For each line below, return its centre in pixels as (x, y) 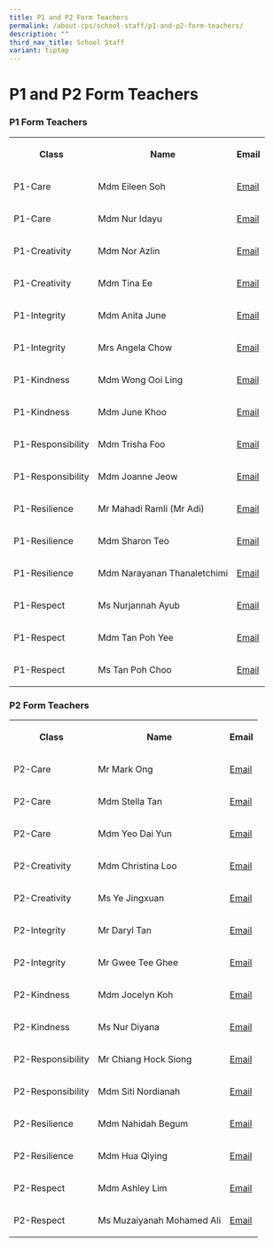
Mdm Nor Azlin (129, 251)
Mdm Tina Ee (125, 283)
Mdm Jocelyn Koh (135, 995)
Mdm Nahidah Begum (143, 1123)
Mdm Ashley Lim (132, 1187)
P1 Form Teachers (48, 123)
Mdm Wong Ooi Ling (140, 380)
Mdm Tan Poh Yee (136, 637)
